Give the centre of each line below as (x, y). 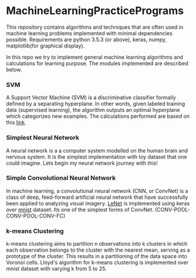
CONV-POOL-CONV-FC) (36, 216)
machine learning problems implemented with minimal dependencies (89, 33)
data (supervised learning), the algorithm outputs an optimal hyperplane (93, 110)
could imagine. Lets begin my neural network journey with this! (82, 163)
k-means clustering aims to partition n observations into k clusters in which (97, 244)
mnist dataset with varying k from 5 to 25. (56, 269)
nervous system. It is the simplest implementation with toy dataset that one (97, 157)
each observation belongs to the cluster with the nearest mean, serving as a (98, 250)
